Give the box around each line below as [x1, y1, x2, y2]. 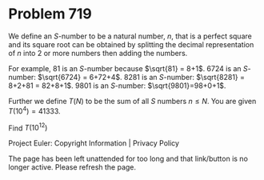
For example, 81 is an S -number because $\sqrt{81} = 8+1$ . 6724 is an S [8, 63, 248, 73]
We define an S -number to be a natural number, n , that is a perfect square [8, 31, 252, 41]
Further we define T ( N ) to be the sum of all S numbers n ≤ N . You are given [8, 96, 257, 106]
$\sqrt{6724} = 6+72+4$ [37, 72, 121, 82]
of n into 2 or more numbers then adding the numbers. [8, 48, 188, 58]
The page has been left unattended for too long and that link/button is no [8, 154, 248, 164]
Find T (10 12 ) [8, 122, 48, 133]
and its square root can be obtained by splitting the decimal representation [8, 39, 254, 49]
